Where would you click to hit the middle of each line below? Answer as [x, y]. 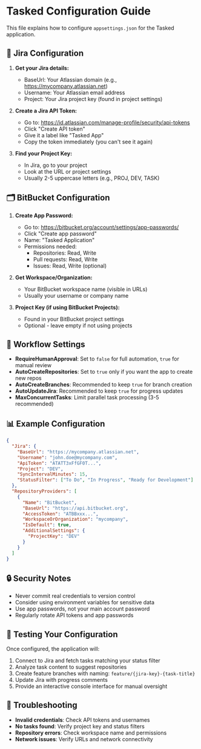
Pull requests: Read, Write [65, 259]
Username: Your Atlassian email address [74, 93]
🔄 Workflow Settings [46, 344]
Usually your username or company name [76, 295]
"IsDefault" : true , [47, 525]
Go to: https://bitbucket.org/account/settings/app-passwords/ [101, 227]
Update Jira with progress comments [61, 680]
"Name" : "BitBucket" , [50, 502]
